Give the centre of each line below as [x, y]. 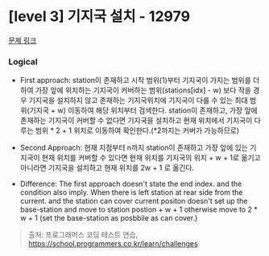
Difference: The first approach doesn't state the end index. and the [131, 184]
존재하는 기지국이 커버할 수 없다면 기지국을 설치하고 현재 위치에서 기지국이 [136, 121]
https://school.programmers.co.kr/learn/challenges [113, 244]
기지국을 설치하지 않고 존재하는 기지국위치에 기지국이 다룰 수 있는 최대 [138, 101]
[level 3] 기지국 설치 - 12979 [99, 17]
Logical [23, 61]
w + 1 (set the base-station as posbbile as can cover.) [109, 218]
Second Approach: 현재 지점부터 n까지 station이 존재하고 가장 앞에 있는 [134, 148]
